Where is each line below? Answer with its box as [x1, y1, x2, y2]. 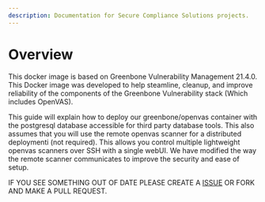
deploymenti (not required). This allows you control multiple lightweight [8, 137, 240, 147]
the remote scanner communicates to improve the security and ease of [8, 154, 240, 163]
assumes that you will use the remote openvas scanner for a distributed [8, 129, 242, 138]
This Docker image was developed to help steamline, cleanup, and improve [8, 80, 253, 89]
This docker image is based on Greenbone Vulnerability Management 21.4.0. [8, 72, 258, 81]
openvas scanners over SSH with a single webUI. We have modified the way [8, 145, 257, 155]
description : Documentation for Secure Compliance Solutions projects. [8, 11, 249, 20]
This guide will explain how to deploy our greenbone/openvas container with [8, 112, 258, 122]
